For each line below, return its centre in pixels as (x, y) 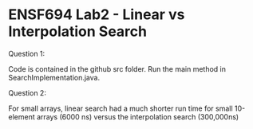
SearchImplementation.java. (54, 77)
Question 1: (27, 53)
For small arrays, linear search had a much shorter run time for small (121, 108)
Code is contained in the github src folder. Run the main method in (117, 68)
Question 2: (27, 92)
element (22, 116)
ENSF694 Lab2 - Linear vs (97, 15)
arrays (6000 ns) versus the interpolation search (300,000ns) (138, 116)
